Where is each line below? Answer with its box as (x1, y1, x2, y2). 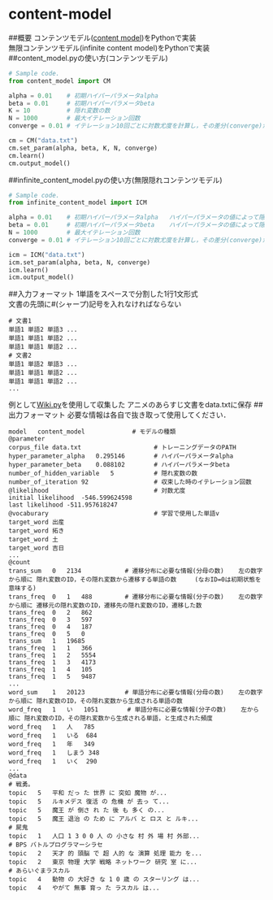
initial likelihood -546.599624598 (8, 493, 132, 502)
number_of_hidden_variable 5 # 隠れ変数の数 (8, 469, 198, 478)
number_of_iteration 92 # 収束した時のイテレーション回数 (8, 478, 252, 486)
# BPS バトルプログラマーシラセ (8, 841, 103, 850)
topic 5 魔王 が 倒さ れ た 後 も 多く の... (8, 807, 165, 815)
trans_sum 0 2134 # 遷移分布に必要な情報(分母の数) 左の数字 (8, 567, 263, 576)
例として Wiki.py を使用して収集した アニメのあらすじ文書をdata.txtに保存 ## (8, 400, 263, 410)
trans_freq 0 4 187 (8, 623, 93, 631)
